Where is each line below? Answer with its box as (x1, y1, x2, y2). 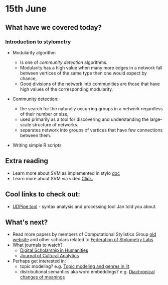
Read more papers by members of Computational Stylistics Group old (12, 231, 156, 237)
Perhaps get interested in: (12, 258, 66, 264)
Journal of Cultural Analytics (20, 253, 79, 259)
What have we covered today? (5, 23, 102, 32)
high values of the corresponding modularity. (20, 86, 113, 92)
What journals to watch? (12, 242, 63, 248)
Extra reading (5, 157, 49, 165)
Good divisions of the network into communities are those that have (20, 81, 160, 87)
